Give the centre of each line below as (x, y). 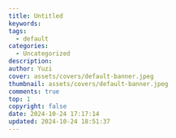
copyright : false (38, 106)
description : (30, 62)
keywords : (25, 24)
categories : (28, 46)
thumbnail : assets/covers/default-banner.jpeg (88, 84)
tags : (17, 31)
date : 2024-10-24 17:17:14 (54, 114)
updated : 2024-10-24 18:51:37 (60, 122)
